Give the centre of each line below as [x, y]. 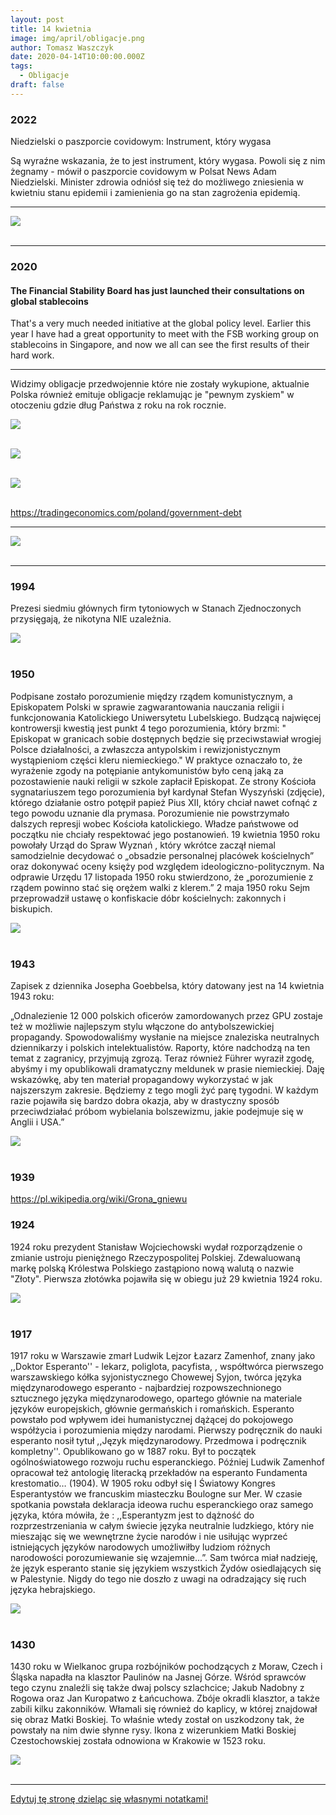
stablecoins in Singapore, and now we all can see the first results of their [160, 345]
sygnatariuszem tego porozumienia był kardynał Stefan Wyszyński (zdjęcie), [167, 792]
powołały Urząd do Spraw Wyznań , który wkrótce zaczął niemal [143, 845]
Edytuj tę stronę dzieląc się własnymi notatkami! [109, 1799]
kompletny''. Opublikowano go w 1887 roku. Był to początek [133, 1451]
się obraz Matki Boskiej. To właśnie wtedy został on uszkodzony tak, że [157, 1720]
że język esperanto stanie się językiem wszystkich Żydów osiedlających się [166, 1568]
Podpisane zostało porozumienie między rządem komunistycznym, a [151, 696]
